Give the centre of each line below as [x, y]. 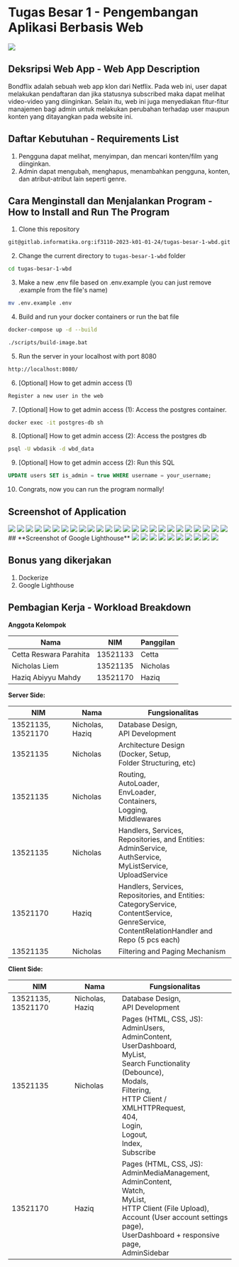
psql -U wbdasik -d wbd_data [51, 449]
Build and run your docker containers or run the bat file [99, 317]
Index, [132, 1143]
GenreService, [142, 922]
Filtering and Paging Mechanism [172, 951]
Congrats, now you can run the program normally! [91, 489]
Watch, [133, 1190]
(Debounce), [143, 1072]
